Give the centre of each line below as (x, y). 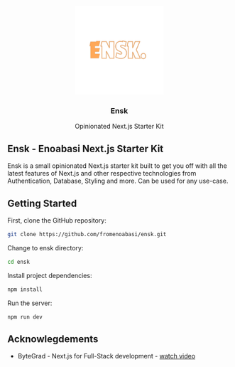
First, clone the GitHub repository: (57, 220)
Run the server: (30, 303)
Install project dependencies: (50, 275)
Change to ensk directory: (45, 248)
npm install (25, 289)
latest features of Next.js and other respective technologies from (102, 174)
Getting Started (42, 203)
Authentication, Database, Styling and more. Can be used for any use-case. (118, 181)
